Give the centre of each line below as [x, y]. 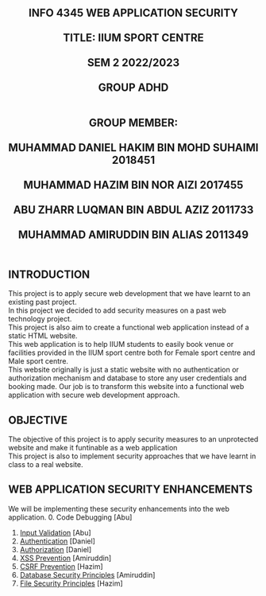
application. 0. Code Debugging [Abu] [70, 517]
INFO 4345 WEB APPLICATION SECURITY [133, 13]
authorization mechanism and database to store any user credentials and [128, 378]
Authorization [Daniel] [56, 549]
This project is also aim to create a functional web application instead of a [129, 327]
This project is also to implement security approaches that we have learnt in [132, 456]
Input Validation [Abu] [55, 532]
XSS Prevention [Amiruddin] [66, 558]
